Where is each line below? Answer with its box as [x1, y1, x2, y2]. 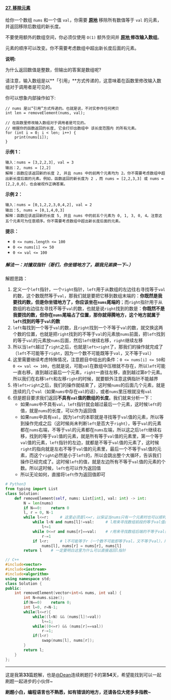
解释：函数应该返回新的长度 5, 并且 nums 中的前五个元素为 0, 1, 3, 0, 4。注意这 [5, 213, 162, 219]
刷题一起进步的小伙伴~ [5, 678, 53, 684]
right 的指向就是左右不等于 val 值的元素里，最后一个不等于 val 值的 [20, 446, 157, 452]
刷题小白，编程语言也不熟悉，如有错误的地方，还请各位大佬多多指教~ [5, 689, 151, 695]
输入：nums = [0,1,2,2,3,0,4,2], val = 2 [5, 202, 92, 208]
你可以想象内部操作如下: [5, 95, 56, 101]
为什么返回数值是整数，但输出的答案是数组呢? [5, 67, 102, 73]
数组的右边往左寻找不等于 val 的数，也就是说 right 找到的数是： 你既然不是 [12, 305, 165, 311]
